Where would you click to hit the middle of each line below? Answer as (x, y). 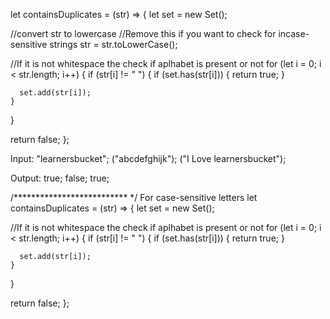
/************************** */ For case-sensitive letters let (134, 197)
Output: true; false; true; (60, 178)
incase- (294, 33)
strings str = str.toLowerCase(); (113, 44)
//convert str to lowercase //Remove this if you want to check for (143, 33)
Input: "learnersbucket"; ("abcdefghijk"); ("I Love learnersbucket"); (148, 158)
